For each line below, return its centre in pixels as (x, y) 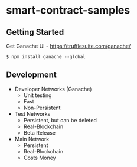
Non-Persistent (42, 108)
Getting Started (35, 32)
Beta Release (40, 132)
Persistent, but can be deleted (60, 120)
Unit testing (37, 95)
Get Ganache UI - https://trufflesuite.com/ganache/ (68, 46)
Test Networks (32, 114)
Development (32, 75)
